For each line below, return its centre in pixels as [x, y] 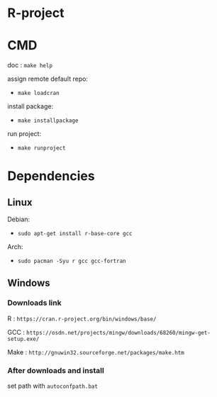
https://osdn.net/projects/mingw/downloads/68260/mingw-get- [118, 332]
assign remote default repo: [48, 79]
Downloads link [34, 303]
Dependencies [51, 176]
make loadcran [38, 94]
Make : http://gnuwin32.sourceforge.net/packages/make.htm [96, 352]
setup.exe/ [23, 339]
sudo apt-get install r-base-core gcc [75, 234]
